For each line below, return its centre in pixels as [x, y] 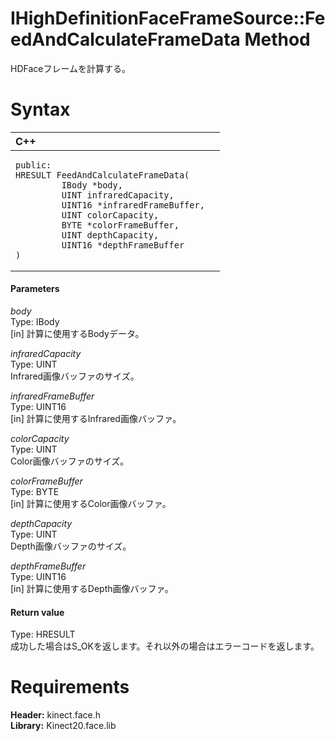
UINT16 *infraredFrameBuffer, [133, 205]
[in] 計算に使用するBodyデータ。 [77, 334]
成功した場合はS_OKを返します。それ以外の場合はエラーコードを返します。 [165, 646]
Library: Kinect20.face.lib [63, 726]
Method [277, 39]
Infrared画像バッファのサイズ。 [75, 376]
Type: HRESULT [43, 634]
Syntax [40, 109]
